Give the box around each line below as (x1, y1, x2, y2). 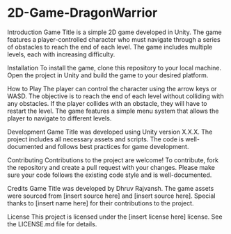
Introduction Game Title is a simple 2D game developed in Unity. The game (7, 28, 222, 36)
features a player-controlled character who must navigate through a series (7, 35, 221, 43)
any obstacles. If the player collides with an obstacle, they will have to (7, 99, 207, 107)
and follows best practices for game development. (45, 142, 189, 150)
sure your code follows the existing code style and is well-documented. (7, 171, 212, 179)
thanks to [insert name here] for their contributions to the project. (7, 198, 194, 207)
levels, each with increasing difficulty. (7, 50, 115, 58)
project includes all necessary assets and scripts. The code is (7, 134, 184, 143)
